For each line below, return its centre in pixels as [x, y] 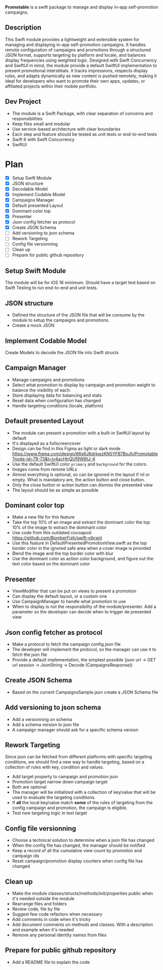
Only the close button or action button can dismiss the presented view [82, 485]
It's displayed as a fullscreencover [46, 443]
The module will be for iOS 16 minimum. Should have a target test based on [80, 283]
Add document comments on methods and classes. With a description [82, 925]
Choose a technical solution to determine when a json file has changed [83, 840]
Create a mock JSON [33, 325]
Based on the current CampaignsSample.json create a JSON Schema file [85, 692]
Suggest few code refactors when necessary [57, 914]
